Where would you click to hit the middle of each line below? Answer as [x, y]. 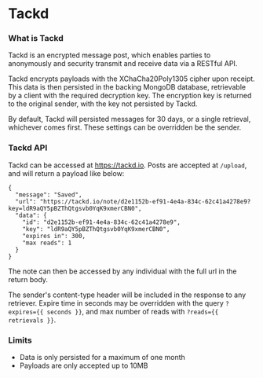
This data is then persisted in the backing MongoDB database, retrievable [127, 87]
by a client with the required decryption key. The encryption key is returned [130, 96]
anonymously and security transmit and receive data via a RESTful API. [123, 64]
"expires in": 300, [54, 236]
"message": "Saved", [49, 195]
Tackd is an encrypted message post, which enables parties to [110, 55]
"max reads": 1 [47, 243]
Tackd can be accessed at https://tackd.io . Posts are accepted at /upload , [128, 165]
